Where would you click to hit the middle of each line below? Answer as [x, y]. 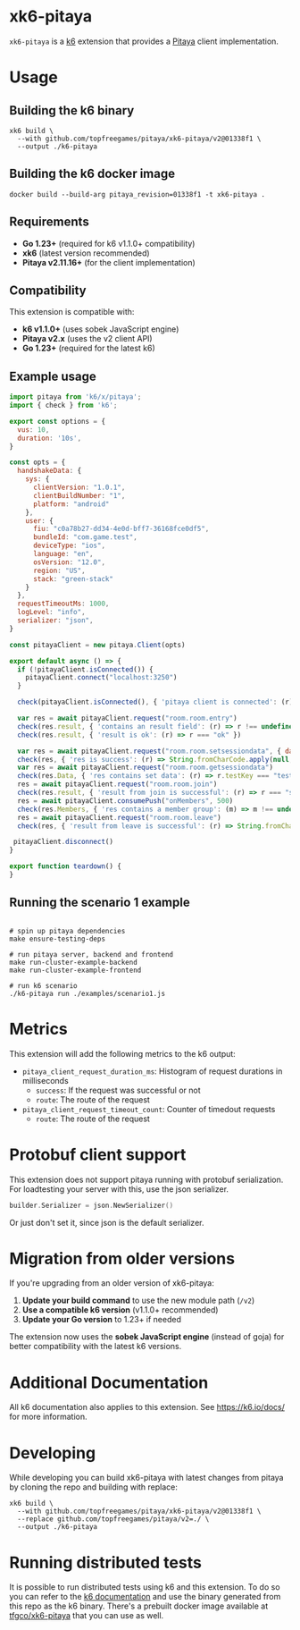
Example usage [53, 376]
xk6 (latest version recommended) [86, 253]
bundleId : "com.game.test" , [85, 537]
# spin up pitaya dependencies [67, 931]
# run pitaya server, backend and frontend [92, 954]
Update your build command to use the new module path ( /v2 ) [138, 1301]
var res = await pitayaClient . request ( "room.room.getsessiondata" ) [146, 768]
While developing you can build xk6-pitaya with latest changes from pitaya [146, 1478]
